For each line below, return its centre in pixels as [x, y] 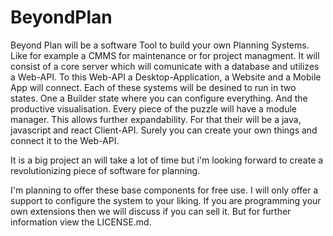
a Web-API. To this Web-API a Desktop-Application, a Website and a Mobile [166, 77]
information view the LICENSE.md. [81, 222]
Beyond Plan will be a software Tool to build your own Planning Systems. [160, 45]
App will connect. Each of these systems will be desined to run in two [153, 87]
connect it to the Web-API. [65, 140]
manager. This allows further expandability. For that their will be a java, [156, 119]
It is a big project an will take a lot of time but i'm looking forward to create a [167, 160]
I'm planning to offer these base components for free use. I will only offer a [164, 190]
